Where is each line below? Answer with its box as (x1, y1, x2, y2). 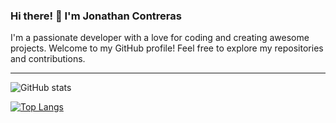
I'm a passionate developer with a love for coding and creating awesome (10, 32, 310, 44)
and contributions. (10, 53, 86, 65)
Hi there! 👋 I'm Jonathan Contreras (10, 9, 182, 23)
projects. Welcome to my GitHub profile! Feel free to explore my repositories (10, 42, 324, 54)
